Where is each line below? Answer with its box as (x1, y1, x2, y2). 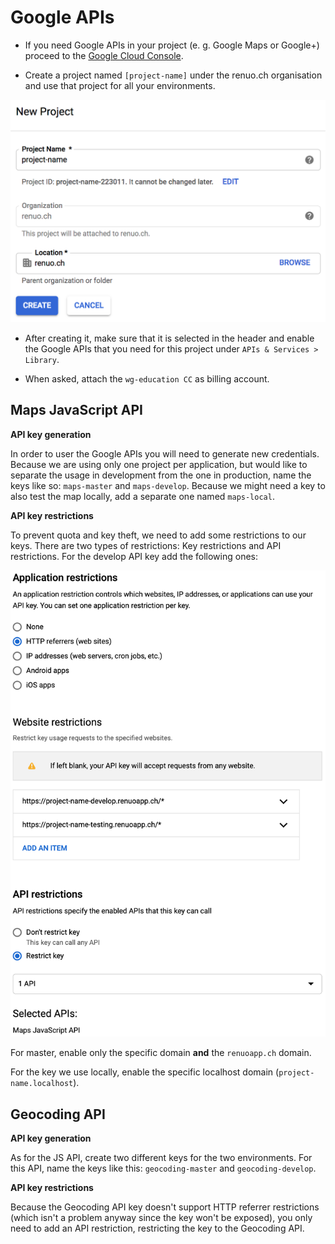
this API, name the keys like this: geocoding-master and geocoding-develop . (10, 1162, 317, 1175)
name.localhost (10, 1079, 74, 1089)
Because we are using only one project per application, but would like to (10, 458, 308, 470)
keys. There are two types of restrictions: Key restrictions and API (10, 539, 282, 551)
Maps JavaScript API (10, 402, 143, 419)
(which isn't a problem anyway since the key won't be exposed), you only (10, 1212, 313, 1224)
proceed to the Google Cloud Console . (24, 49, 184, 61)
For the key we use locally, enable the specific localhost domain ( (10, 1066, 280, 1078)
